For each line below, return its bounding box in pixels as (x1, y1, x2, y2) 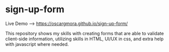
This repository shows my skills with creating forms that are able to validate (5, 30, 164, 36)
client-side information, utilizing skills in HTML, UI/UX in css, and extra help (5, 36, 164, 42)
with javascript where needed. (5, 41, 69, 47)
